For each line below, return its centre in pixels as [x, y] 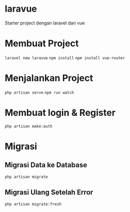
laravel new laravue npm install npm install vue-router [65, 58]
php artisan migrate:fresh [33, 204]
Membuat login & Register [60, 113]
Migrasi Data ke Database [46, 165]
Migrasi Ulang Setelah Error [49, 192]
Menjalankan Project [49, 78]
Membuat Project [42, 43]
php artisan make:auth [29, 126]
